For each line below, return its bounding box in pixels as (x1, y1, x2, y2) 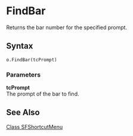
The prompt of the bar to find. (6, 90, 79, 97)
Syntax (6, 41, 33, 51)
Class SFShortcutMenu (6, 123, 63, 130)
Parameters (6, 70, 41, 78)
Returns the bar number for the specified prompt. (6, 24, 127, 31)
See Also (6, 107, 40, 118)
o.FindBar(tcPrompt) (6, 56, 58, 63)
